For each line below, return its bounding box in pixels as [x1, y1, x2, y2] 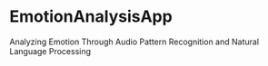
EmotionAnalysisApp [9, 6, 173, 27]
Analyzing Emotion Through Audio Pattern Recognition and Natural [9, 36, 260, 47]
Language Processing [9, 45, 92, 56]
